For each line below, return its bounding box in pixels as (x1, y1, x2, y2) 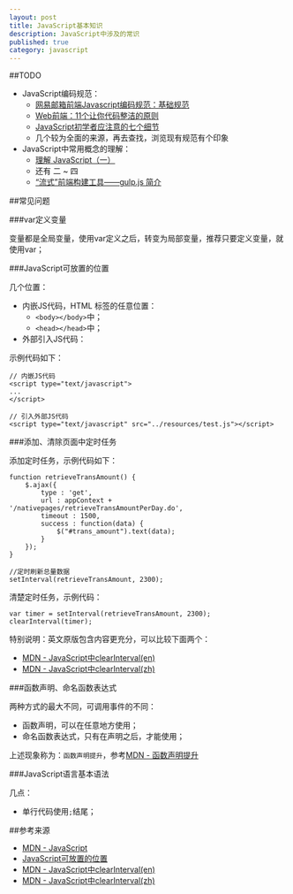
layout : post (9, 12, 57, 22)
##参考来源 (9, 825, 50, 836)
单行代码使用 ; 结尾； (21, 806, 96, 817)
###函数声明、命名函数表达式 (9, 683, 117, 693)
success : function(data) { (41, 519, 144, 529)
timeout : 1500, (41, 512, 101, 521)
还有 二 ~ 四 (34, 165, 79, 177)
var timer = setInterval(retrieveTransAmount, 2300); (9, 609, 212, 619)
